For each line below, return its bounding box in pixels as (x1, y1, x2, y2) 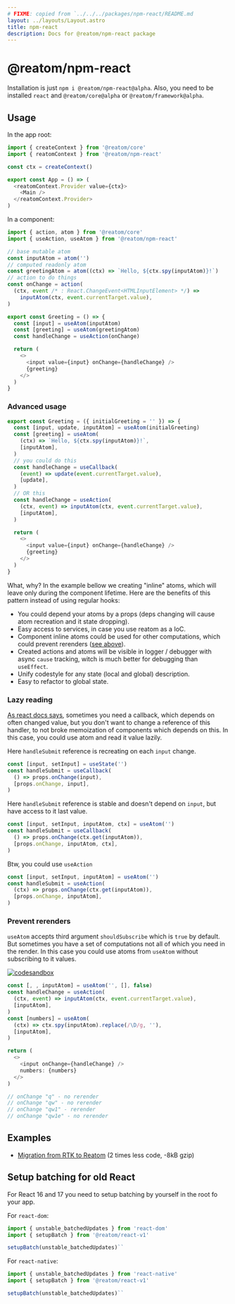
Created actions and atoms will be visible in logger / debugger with (17, 647, 212, 656)
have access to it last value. (7, 807, 88, 816)
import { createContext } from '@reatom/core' (7, 144, 146, 151)
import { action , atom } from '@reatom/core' (7, 229, 143, 236)
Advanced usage (7, 402, 67, 411)
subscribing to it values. (7, 955, 77, 963)
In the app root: (7, 131, 52, 138)
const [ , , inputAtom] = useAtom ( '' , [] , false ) (7, 982, 153, 989)
